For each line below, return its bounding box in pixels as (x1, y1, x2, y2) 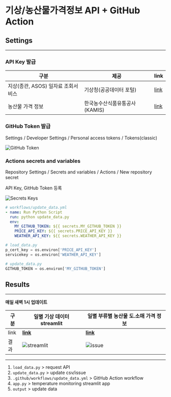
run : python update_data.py (10, 214, 70, 219)
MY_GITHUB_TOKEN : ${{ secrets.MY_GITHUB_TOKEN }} (14, 224, 122, 229)
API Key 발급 (5, 58, 36, 65)
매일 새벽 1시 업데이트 (5, 299, 47, 305)
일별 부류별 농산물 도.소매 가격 (87, 312, 156, 319)
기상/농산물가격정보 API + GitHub (5, 5, 140, 16)
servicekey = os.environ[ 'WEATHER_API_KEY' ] (5, 252, 101, 257)
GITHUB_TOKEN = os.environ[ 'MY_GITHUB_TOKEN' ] (5, 266, 106, 271)
